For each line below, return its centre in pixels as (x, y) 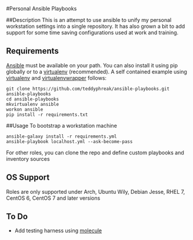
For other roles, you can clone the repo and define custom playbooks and (95, 153)
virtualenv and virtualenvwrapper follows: (56, 78)
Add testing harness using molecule (58, 231)
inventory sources (28, 158)
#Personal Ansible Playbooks (41, 9)
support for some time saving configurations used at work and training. (92, 33)
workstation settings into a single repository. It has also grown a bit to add (96, 26)
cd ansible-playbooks (33, 99)
